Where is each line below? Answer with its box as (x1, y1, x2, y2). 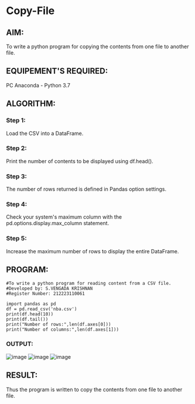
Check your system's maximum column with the (6, 213, 122, 220)
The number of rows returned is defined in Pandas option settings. (6, 186, 167, 193)
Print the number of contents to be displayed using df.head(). (6, 157, 153, 165)
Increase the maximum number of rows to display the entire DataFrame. (6, 247, 179, 254)
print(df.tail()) (6, 316, 49, 322)
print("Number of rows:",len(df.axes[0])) (6, 321, 111, 327)
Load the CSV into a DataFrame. (6, 130, 84, 137)
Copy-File (6, 4, 55, 18)
